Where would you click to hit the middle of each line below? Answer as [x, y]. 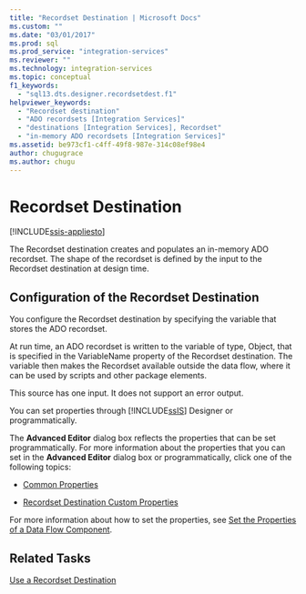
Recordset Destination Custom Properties [101, 502]
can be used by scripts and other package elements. [108, 376]
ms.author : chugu [42, 161]
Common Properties [60, 485]
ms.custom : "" [36, 26]
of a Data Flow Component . [61, 529]
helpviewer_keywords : [51, 102]
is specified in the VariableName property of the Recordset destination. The [151, 357]
